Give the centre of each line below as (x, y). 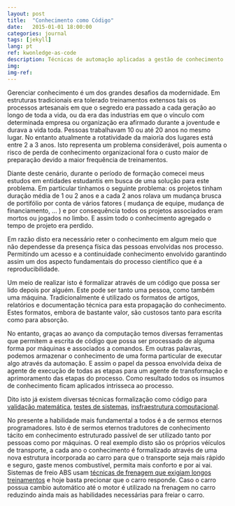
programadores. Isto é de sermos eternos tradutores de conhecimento (109, 427)
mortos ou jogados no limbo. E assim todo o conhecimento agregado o (109, 218)
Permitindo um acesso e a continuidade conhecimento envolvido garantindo (117, 254)
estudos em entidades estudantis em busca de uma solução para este (108, 180)
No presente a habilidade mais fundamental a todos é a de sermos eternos (115, 420)
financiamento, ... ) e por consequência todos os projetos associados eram (115, 211)
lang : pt (20, 46)
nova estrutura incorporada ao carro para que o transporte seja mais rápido (116, 458)
